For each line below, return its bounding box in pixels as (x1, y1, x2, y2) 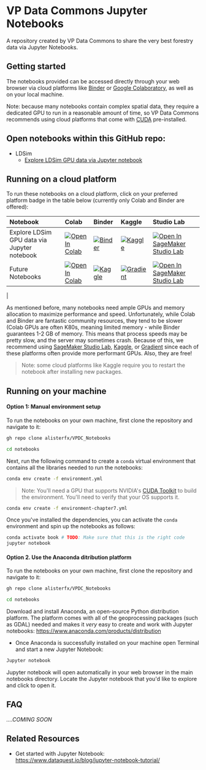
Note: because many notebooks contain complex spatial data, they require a (6, 102, 199, 110)
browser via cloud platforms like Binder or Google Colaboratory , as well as (6, 84, 194, 91)
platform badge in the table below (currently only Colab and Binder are (6, 197, 185, 204)
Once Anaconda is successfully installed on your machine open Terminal (15, 639, 199, 647)
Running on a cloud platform (6, 174, 117, 184)
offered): (6, 203, 29, 210)
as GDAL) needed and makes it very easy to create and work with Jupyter (6, 621, 193, 628)
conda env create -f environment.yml (6, 475, 103, 482)
